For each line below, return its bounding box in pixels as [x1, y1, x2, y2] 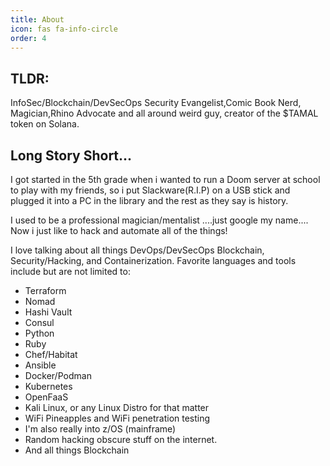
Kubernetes [24, 381, 73, 392]
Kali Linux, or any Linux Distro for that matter [24, 402, 210, 413]
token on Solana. [10, 118, 80, 130]
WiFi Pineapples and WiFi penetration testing [24, 412, 211, 424]
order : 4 [10, 33, 47, 43]
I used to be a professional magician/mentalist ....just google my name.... [10, 214, 309, 226]
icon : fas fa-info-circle [10, 24, 118, 34]
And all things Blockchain [24, 444, 130, 456]
